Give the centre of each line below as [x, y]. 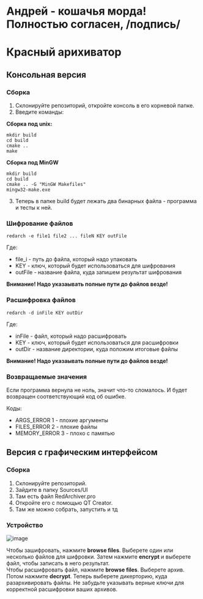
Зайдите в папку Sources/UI [51, 489]
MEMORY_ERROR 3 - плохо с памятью [65, 433]
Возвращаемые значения [47, 376]
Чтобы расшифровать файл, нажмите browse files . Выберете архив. [95, 570]
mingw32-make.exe [28, 190]
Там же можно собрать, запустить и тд [66, 509]
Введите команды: [39, 112]
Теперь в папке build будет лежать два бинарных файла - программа [106, 201]
